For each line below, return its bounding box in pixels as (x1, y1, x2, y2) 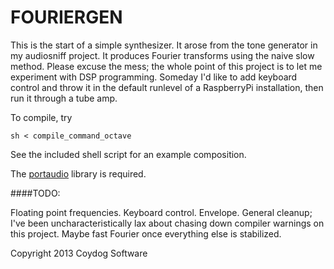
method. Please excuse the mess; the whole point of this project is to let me (10, 60, 323, 72)
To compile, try (10, 111, 73, 123)
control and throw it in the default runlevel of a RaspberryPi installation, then (10, 81, 324, 93)
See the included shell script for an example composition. (10, 148, 247, 160)
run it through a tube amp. (10, 92, 118, 104)
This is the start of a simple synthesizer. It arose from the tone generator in (10, 39, 318, 51)
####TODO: (10, 187, 61, 199)
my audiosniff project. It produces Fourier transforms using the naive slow (10, 49, 315, 61)
